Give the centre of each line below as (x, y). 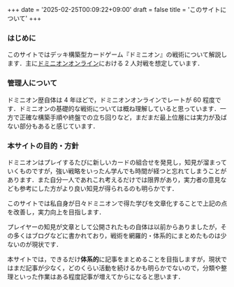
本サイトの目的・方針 (43, 146)
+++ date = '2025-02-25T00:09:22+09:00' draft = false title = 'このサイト (114, 9)
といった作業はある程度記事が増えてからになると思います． (98, 277)
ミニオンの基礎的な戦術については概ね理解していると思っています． (123, 108)
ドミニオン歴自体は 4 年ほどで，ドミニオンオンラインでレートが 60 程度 (111, 100)
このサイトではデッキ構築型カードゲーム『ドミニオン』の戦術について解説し (117, 54)
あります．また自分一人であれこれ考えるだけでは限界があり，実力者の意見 (114, 179)
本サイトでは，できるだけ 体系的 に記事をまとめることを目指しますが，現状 (114, 259)
